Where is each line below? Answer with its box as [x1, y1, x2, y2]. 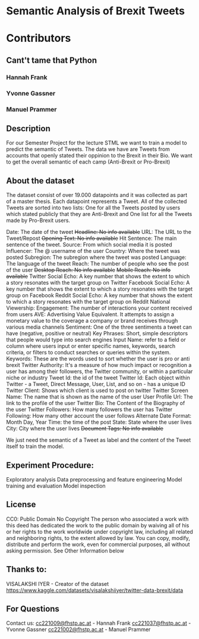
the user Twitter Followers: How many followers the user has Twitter [6, 406, 173, 413]
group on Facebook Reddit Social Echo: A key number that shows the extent [6, 292, 192, 299]
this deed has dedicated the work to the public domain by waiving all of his [6, 521, 189, 529]
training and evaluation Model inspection [6, 482, 106, 489]
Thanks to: [6, 564, 47, 575]
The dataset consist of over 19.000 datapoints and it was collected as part [6, 192, 188, 199]
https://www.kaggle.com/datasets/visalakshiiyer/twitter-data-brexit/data [6, 586, 184, 594]
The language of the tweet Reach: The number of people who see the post [6, 260, 189, 267]
